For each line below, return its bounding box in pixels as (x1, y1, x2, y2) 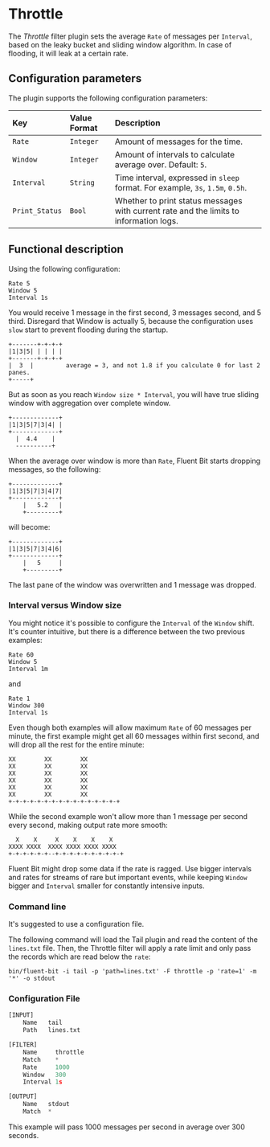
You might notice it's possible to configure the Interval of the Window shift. (8, 618, 255, 628)
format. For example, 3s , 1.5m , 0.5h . (114, 182, 247, 193)
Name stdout (22, 1100, 70, 1108)
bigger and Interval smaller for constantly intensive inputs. (8, 881, 205, 891)
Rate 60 (8, 650, 35, 659)
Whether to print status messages (114, 195, 243, 206)
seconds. (8, 1130, 39, 1140)
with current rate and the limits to (114, 205, 239, 216)
